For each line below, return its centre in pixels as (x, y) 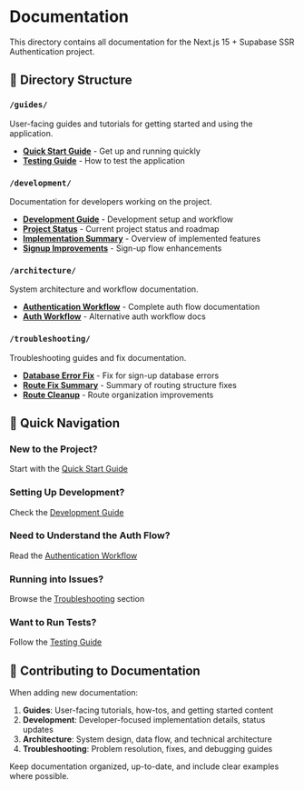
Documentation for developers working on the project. (111, 201)
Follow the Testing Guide (56, 642)
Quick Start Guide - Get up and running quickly (112, 151)
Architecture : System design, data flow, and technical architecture (147, 739)
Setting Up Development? (67, 493)
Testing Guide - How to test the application (104, 160)
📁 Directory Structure (71, 80)
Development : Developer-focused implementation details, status (144, 720)
